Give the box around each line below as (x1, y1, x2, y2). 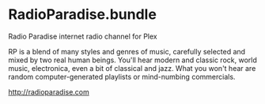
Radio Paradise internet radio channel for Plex (8, 32, 157, 41)
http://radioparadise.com (8, 87, 89, 96)
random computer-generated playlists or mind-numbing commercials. (8, 72, 236, 81)
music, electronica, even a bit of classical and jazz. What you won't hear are (8, 63, 256, 72)
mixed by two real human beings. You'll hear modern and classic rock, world (8, 55, 257, 65)
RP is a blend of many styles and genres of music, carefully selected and (8, 46, 246, 56)
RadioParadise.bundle (8, 6, 157, 24)
